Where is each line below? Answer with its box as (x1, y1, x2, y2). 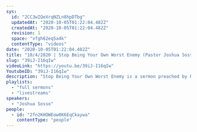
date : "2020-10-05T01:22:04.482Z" (6, 47, 91, 53)
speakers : (6, 95, 30, 101)
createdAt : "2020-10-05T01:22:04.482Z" (11, 25, 109, 31)
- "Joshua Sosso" (11, 100, 54, 107)
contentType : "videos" (11, 41, 67, 47)
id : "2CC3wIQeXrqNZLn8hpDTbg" (11, 14, 85, 20)
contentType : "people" (16, 117, 72, 123)
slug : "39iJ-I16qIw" (6, 57, 57, 63)
